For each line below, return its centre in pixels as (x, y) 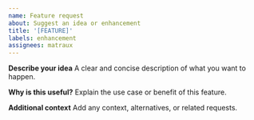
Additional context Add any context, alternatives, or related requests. (123, 108)
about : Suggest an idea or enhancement (75, 23)
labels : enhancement (43, 38)
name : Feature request (46, 16)
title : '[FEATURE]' (41, 30)
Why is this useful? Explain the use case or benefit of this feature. (117, 92)
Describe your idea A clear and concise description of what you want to (127, 68)
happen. (22, 77)
